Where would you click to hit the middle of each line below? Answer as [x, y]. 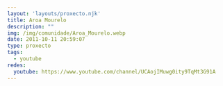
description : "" [31, 26]
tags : [15, 53]
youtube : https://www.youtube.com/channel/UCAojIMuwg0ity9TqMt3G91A [115, 71]
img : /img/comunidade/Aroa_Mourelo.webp [67, 33]
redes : [17, 65]
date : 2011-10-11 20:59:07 [46, 40]
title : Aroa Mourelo [37, 20]
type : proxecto [29, 46]
